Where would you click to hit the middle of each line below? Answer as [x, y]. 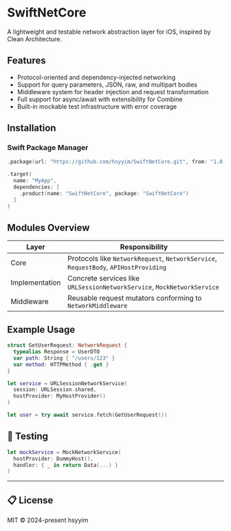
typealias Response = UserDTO [56, 352]
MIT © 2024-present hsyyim [48, 520]
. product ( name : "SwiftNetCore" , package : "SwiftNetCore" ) [104, 193]
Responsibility [144, 247]
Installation [32, 128]
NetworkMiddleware [98, 306]
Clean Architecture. [35, 39]
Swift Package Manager [48, 148]
